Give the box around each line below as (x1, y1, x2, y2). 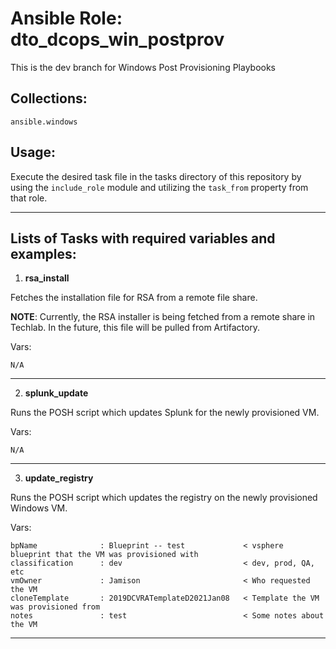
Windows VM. (10, 502, 68, 514)
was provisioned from (10, 602, 101, 612)
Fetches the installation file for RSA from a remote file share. (10, 292, 258, 304)
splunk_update (24, 387, 89, 399)
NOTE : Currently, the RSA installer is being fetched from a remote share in (10, 311, 316, 323)
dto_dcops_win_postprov (10, 28, 225, 51)
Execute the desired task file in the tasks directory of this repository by (10, 170, 302, 182)
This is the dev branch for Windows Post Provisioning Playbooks (10, 61, 277, 73)
